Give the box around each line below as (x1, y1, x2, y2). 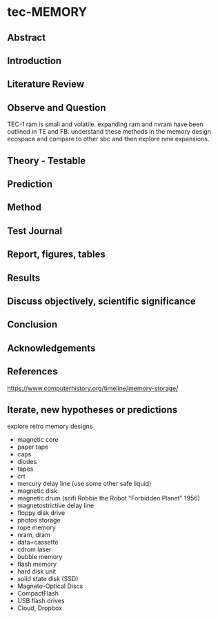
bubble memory (17, 553, 63, 561)
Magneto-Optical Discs (17, 582, 83, 590)
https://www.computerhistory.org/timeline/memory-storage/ (7, 384, 179, 392)
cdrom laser (17, 545, 52, 554)
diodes (17, 458, 37, 466)
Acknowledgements (7, 342, 96, 354)
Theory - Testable (7, 154, 86, 166)
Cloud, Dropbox (17, 604, 63, 612)
